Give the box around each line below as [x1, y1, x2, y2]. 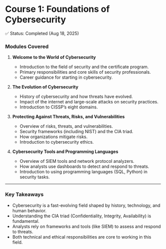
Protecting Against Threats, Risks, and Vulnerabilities [12, 114, 125, 120]
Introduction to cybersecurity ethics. [19, 139, 94, 145]
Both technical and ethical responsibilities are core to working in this [12, 234, 152, 240]
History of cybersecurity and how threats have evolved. [19, 94, 133, 100]
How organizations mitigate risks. [19, 134, 88, 140]
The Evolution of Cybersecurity [12, 84, 79, 90]
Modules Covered [5, 43, 49, 50]
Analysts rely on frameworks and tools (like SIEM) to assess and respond [12, 223, 161, 229]
